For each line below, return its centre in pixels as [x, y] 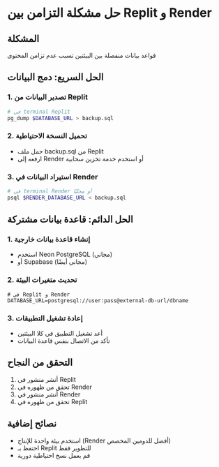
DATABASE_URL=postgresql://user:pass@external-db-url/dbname [98, 301]
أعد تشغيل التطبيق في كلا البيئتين [60, 334]
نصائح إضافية [32, 424]
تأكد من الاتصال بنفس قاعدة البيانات [63, 341]
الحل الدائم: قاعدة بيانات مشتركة [70, 220]
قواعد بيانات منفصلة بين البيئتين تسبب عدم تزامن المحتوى [82, 55]
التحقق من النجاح [40, 363]
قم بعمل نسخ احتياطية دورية [54, 455]
